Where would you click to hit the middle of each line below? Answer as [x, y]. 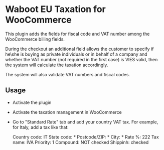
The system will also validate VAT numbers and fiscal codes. [68, 74]
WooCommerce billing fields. [35, 39]
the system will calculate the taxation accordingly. [57, 65]
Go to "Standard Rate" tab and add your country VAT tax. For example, [85, 122]
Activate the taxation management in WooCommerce [67, 112]
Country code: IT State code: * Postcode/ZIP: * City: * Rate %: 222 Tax [86, 137]
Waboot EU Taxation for [56, 9]
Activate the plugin [32, 102]
